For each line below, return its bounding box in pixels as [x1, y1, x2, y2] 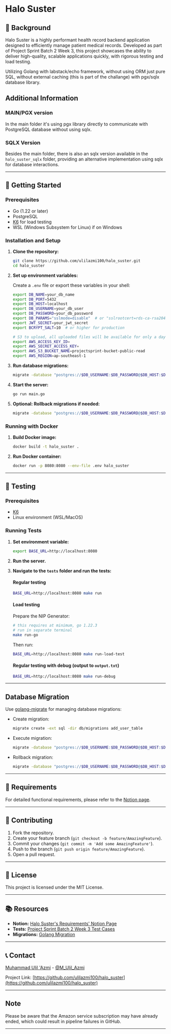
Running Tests [5, 527, 42, 534]
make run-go [12, 632, 38, 637]
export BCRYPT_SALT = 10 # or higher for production [12, 325, 125, 330]
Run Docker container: [12, 453, 62, 459]
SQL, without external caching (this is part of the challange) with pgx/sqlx [5, 74, 159, 80]
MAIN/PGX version [5, 109, 53, 116]
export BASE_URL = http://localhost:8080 [12, 549, 98, 554]
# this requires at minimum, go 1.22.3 [12, 623, 98, 628]
